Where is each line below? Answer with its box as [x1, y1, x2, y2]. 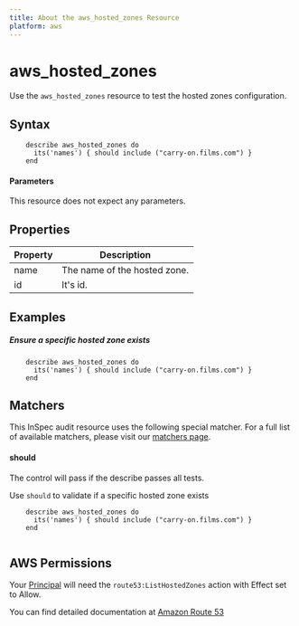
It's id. [61, 279, 88, 291]
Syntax [9, 117, 51, 132]
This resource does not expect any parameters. [9, 195, 186, 206]
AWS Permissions [9, 555, 112, 571]
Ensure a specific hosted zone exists [9, 335, 151, 346]
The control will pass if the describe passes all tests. [9, 472, 205, 483]
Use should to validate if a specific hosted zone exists [9, 489, 210, 500]
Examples [9, 309, 66, 325]
